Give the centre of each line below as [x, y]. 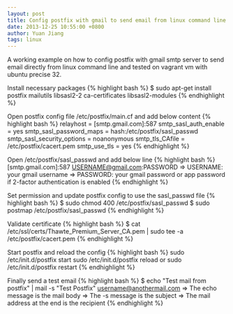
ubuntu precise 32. [35, 75]
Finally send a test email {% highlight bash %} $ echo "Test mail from [107, 281]
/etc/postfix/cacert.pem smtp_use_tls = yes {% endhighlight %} [98, 146]
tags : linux [24, 40]
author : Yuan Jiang [36, 33]
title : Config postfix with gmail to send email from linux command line [117, 20]
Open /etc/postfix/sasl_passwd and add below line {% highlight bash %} [111, 160]
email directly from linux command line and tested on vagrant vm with [107, 67]
